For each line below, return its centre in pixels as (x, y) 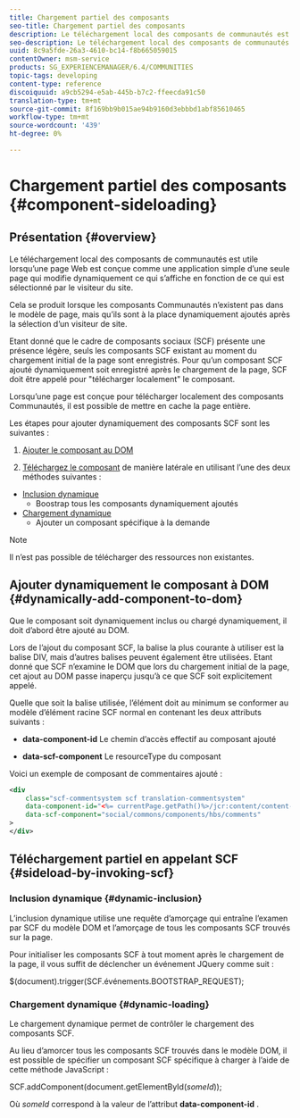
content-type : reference (55, 84)
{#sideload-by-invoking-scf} (92, 873)
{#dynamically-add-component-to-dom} (126, 599)
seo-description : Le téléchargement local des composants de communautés (150, 42)
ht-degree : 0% (36, 134)
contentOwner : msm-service (59, 59)
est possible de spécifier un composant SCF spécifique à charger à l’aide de (150, 1060)
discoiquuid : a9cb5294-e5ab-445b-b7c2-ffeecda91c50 (107, 92)
